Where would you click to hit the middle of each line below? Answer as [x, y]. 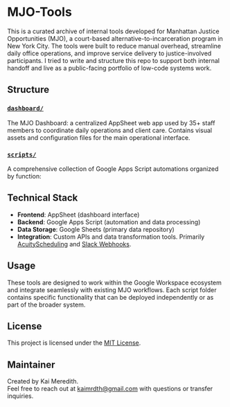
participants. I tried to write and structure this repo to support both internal [114, 60]
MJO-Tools [40, 12]
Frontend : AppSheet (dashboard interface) [78, 215]
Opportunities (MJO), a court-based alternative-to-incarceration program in [115, 38]
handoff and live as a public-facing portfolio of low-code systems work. [109, 68]
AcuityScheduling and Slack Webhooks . [74, 244]
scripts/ [22, 154]
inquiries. [20, 396]
